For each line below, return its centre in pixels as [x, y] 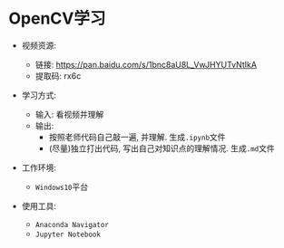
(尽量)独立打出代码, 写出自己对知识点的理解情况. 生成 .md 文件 [162, 148]
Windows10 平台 [62, 186]
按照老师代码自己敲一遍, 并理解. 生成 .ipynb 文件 [137, 137]
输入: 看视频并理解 [69, 114]
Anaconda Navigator [72, 224]
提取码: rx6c [58, 76]
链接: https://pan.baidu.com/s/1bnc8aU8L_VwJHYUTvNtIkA [146, 64]
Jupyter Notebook [68, 234]
